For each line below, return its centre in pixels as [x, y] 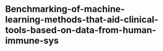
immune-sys [32, 41]
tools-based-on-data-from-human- [81, 30]
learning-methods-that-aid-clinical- [82, 20]
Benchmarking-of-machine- [65, 9]
